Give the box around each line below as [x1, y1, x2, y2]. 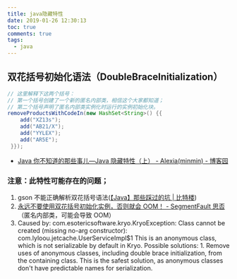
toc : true [7, 23, 37, 30]
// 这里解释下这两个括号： [7, 90, 75, 97]
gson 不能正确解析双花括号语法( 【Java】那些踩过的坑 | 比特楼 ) [17, 193, 197, 201]
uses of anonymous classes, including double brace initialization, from [17, 249, 222, 257]
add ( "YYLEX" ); [20, 130, 61, 137]
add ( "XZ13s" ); [20, 117, 61, 124]
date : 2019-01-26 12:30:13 [7, 17, 87, 24]
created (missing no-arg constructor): [17, 226, 128, 235]
